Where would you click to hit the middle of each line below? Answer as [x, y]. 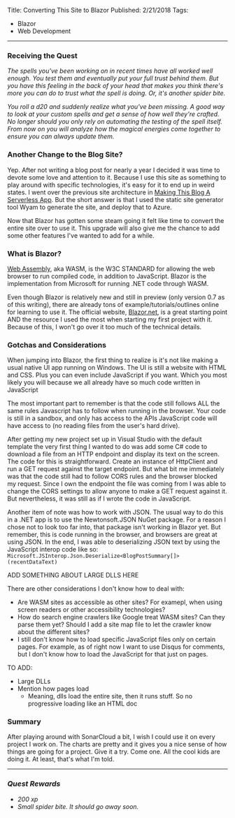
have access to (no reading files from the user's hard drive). [94, 426]
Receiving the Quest [43, 55]
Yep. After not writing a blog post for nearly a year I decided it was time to [114, 170]
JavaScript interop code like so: [53, 550]
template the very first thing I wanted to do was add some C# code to [107, 447]
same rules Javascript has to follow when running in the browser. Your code [116, 411]
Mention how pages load [53, 689]
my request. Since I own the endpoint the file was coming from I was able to [116, 484]
